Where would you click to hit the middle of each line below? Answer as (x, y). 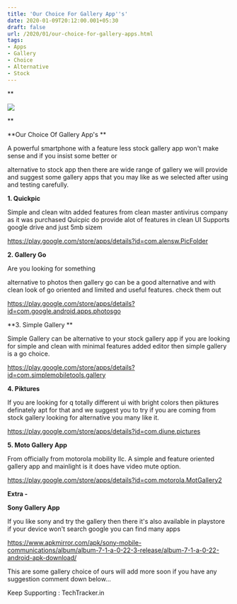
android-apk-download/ (42, 557)
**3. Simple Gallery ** (40, 324)
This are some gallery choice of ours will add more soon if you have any (112, 571)
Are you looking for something (51, 268)
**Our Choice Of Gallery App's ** (57, 134)
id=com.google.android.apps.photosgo (64, 311)
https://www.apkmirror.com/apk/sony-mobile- (75, 542)
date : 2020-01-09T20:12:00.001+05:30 (63, 21)
